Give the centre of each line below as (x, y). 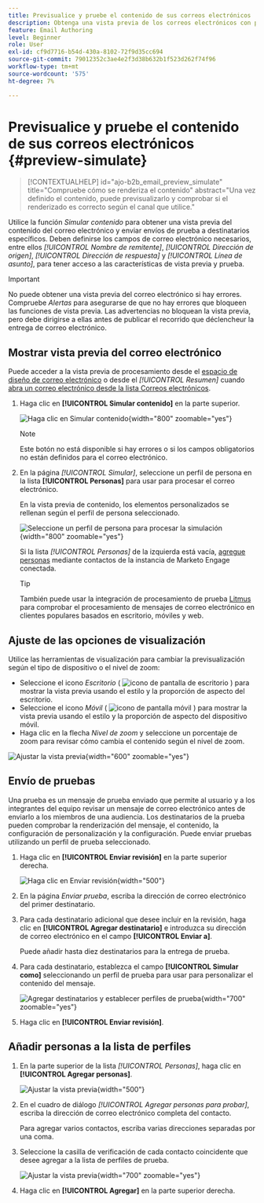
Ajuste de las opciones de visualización (107, 640)
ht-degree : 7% (31, 81)
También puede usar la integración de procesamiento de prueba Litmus (135, 599)
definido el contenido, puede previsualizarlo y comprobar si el (128, 199)
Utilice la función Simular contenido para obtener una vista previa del (120, 222)
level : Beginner (35, 37)
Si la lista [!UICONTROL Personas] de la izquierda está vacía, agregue (132, 552)
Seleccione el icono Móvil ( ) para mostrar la (133, 708)
